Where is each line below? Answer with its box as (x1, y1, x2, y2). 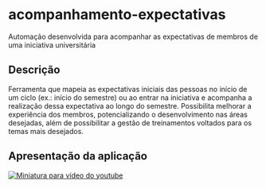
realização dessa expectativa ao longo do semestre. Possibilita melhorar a (8, 101, 252, 110)
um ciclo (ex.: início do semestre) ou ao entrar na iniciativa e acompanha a (8, 93, 252, 102)
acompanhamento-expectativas (8, 6, 226, 24)
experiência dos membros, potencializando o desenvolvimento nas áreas (8, 109, 248, 119)
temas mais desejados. (8, 126, 84, 136)
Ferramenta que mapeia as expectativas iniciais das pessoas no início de (8, 84, 248, 94)
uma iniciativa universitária (8, 40, 96, 49)
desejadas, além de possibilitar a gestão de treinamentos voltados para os (8, 117, 252, 128)
